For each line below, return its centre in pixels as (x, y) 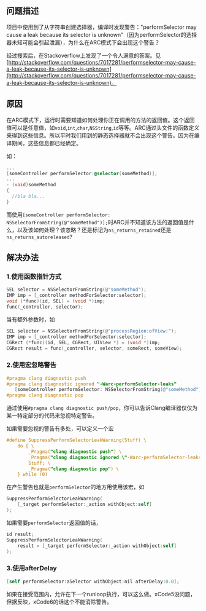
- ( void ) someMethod (31, 185)
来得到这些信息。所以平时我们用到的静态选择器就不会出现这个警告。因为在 (100, 135)
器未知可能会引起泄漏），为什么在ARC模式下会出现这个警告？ (83, 42)
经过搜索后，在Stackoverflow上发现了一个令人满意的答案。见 (84, 55)
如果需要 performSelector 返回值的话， (54, 522)
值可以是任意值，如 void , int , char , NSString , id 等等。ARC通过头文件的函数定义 (103, 127)
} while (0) (32, 475)
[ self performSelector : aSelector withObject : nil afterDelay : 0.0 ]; (93, 581)
